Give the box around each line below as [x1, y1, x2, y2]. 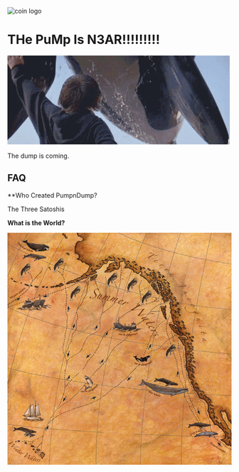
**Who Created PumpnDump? [7, 191, 97, 199]
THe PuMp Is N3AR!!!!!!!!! [7, 32, 160, 48]
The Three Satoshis [7, 205, 65, 213]
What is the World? [7, 218, 65, 227]
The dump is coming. [7, 151, 70, 160]
